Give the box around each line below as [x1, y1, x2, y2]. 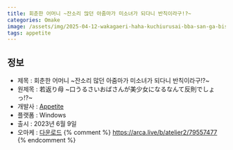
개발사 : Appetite [17, 102, 64, 111]
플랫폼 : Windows [17, 111, 67, 120]
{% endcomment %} [17, 136, 76, 144]
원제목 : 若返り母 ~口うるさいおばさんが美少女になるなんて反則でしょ [17, 85, 215, 93]
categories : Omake [7, 17, 60, 24]
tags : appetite [7, 29, 51, 37]
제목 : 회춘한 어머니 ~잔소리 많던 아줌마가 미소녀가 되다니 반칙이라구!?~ [17, 77, 210, 85]
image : [7, 23, 26, 30]
